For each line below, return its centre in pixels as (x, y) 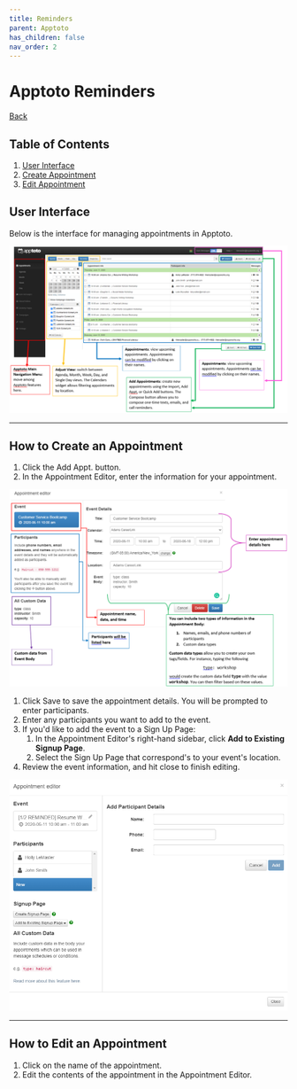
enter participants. (56, 711)
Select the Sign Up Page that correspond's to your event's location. (158, 758)
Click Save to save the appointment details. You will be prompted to (145, 701)
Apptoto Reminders (82, 92)
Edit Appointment (53, 184)
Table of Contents (60, 144)
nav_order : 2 (33, 47)
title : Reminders (41, 19)
